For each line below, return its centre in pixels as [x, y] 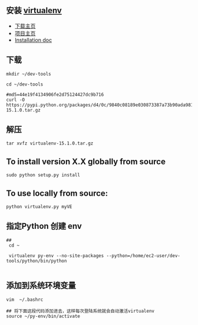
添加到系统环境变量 [41, 286]
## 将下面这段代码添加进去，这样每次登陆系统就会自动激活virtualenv [80, 311]
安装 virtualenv [34, 11]
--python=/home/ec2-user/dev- [143, 255]
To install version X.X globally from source [86, 161]
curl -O [16, 100]
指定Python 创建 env [44, 226]
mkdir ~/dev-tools [29, 74]
